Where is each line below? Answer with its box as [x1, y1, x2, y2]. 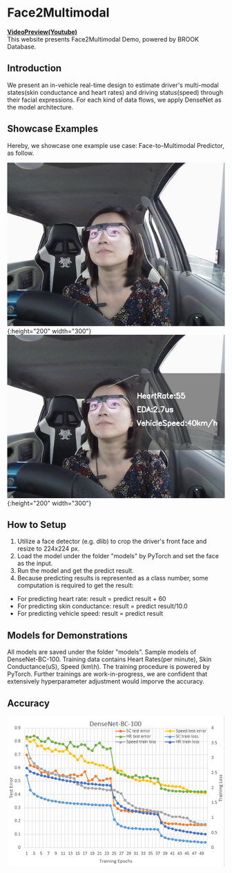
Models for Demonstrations [7, 630, 128, 641]
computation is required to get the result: [17, 581, 134, 589]
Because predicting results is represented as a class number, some [17, 574, 209, 582]
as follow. [7, 149, 35, 157]
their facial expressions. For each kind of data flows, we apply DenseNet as [7, 95, 222, 104]
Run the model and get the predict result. [17, 567, 135, 575]
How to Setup [7, 519, 67, 531]
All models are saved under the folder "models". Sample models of [7, 648, 197, 656]
